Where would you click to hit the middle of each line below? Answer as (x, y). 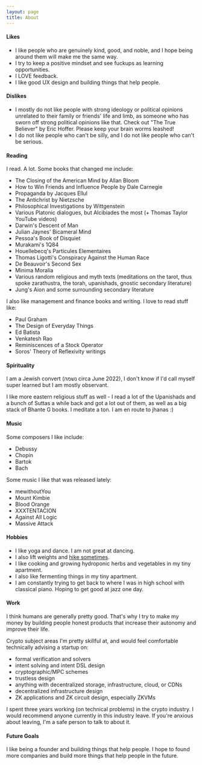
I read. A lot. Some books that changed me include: (70, 169)
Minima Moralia (34, 270)
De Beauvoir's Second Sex (48, 264)
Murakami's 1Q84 (37, 245)
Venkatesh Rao (34, 339)
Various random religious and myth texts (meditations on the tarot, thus (103, 277)
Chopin (24, 455)
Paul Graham (31, 319)
